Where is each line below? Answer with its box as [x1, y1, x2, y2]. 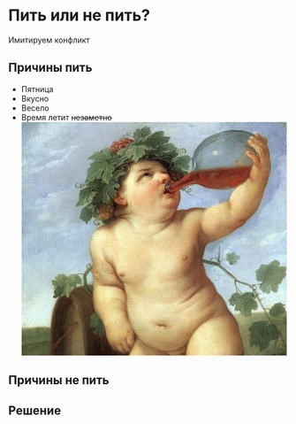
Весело [20, 103, 49, 113]
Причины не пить [8, 373, 110, 388]
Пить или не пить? [8, 5, 151, 26]
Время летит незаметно [20, 112, 112, 122]
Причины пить [8, 60, 93, 75]
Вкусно [20, 93, 49, 104]
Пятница [20, 83, 54, 94]
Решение [8, 403, 62, 418]
